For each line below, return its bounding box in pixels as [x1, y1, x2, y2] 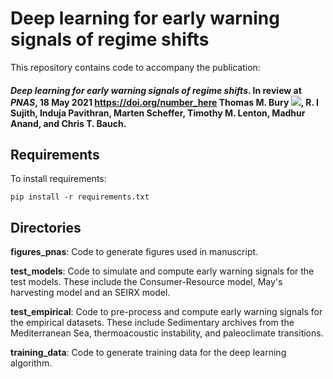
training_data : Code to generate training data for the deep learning [10, 347, 287, 359]
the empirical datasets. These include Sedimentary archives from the [10, 317, 295, 329]
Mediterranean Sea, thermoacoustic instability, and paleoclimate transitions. [10, 327, 324, 339]
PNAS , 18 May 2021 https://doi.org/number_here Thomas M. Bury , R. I [10, 96, 319, 108]
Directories [10, 219, 82, 236]
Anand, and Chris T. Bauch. [10, 117, 127, 129]
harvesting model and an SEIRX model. [10, 287, 171, 299]
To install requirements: [10, 173, 107, 185]
